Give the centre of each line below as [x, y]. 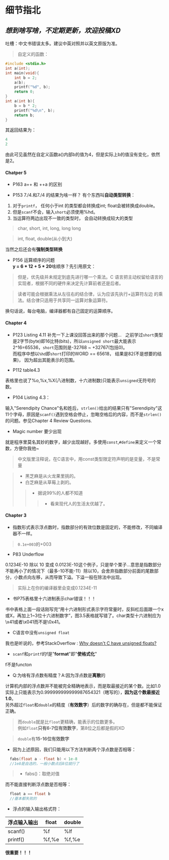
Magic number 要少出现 [37, 431]
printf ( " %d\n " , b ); [35, 110]
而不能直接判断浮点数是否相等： [38, 785]
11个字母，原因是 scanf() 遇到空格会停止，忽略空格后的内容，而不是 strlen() [83, 414]
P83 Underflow [28, 554]
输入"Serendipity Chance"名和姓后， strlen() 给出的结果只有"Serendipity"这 [84, 408]
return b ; [25, 115]
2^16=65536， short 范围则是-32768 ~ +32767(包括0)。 [70, 347]
